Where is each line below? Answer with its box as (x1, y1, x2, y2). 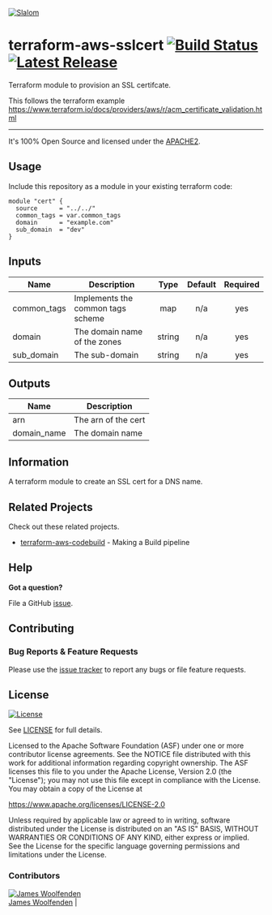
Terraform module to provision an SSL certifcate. (8, 79, 172, 89)
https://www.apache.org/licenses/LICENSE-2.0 (8, 800, 166, 810)
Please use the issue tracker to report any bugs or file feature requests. (8, 664, 247, 674)
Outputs (8, 376, 51, 390)
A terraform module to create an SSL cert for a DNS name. (8, 477, 203, 487)
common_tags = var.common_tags (15, 211, 121, 219)
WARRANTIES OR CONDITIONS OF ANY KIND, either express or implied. (8, 832, 249, 843)
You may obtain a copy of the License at (8, 784, 143, 794)
